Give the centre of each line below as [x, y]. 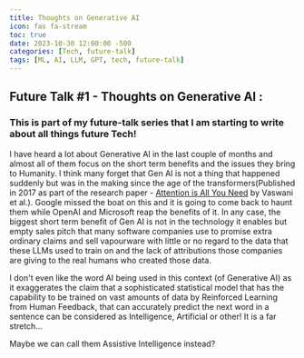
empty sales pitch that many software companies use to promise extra [141, 231]
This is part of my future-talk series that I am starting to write [147, 123]
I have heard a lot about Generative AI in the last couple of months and [142, 154]
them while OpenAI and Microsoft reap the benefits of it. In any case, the [145, 212]
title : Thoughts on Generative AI [75, 18]
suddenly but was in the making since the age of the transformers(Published [152, 183]
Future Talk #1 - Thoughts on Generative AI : [136, 97]
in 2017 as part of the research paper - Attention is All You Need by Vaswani [151, 193]
